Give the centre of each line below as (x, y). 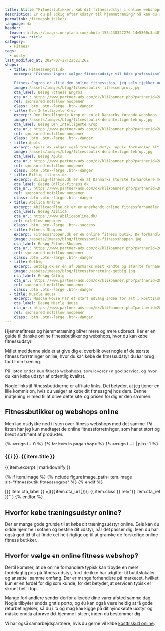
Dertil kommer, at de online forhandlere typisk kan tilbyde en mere (72, 567)
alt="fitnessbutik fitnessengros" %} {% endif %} (54, 482)
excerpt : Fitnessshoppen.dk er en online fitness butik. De (77, 234)
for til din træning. (23, 362)
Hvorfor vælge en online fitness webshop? (72, 556)
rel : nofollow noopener (38, 221)
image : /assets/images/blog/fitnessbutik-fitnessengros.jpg (77, 88)
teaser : (17, 33)
